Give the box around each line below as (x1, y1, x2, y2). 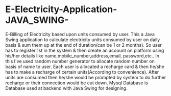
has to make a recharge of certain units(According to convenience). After (5, 69, 159, 75)
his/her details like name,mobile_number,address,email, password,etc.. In (5, 52, 160, 59)
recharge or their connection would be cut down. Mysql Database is (5, 80, 148, 86)
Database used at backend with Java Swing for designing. (5, 85, 128, 91)
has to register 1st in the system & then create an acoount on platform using (5, 47, 164, 53)
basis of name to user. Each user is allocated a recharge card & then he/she (5, 63, 164, 70)
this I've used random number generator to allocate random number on (5, 58, 155, 64)
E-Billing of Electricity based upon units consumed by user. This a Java (5, 31, 155, 37)
